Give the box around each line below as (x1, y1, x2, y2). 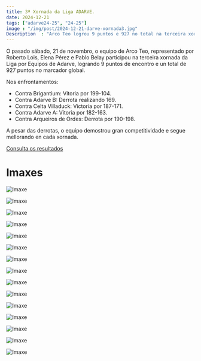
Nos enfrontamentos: (6, 79, 59, 86)
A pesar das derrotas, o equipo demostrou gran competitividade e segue (6, 127, 186, 134)
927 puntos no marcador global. (6, 67, 86, 74)
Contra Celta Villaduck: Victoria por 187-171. (14, 103, 123, 110)
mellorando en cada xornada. (6, 133, 79, 141)
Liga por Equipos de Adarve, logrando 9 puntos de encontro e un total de (6, 61, 187, 68)
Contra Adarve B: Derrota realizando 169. (14, 97, 117, 104)
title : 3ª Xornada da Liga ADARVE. (6, 8, 95, 15)
